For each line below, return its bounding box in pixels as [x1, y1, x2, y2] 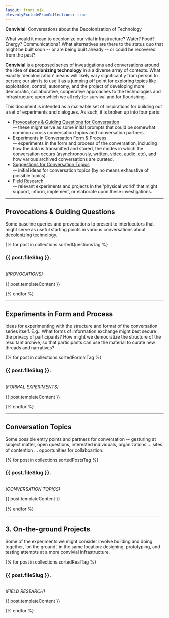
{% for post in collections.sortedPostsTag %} [5, 457, 99, 463]
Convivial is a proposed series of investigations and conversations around [5, 62, 159, 68]
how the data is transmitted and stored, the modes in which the [12, 145, 144, 151]
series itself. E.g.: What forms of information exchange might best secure [5, 328, 157, 334]
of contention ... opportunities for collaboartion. [5, 447, 104, 453]
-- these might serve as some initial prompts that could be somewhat [12, 124, 156, 130]
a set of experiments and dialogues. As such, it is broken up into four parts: [5, 109, 161, 115]
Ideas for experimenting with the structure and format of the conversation [5, 323, 158, 329]
